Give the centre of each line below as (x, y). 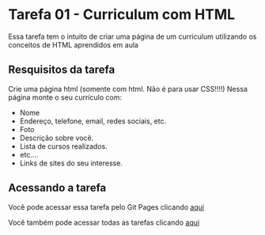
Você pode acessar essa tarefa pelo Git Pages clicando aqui (106, 207)
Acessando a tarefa (57, 188)
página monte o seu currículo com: (65, 97)
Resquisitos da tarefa (62, 70)
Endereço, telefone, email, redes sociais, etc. (93, 121)
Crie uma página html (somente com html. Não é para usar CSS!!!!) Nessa (128, 89)
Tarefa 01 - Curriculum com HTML (122, 15)
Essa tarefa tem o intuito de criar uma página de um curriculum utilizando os (132, 36)
